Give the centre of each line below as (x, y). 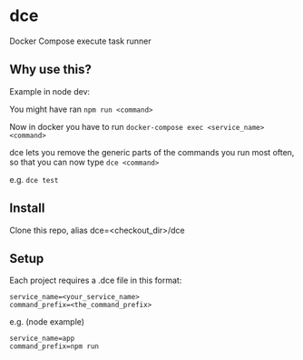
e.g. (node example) (47, 322)
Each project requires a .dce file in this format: (96, 280)
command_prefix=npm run (54, 346)
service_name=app (42, 339)
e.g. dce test (34, 179)
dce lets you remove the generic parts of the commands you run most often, (152, 152)
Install (27, 209)
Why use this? (51, 70)
